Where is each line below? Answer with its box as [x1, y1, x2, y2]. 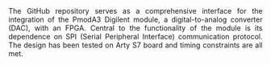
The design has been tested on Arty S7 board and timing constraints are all [8, 40, 263, 50]
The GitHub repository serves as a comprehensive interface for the [8, 6, 263, 15]
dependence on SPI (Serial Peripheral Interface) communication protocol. [8, 32, 263, 41]
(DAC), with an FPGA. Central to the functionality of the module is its [8, 23, 263, 33]
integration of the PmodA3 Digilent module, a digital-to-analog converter [8, 14, 263, 24]
